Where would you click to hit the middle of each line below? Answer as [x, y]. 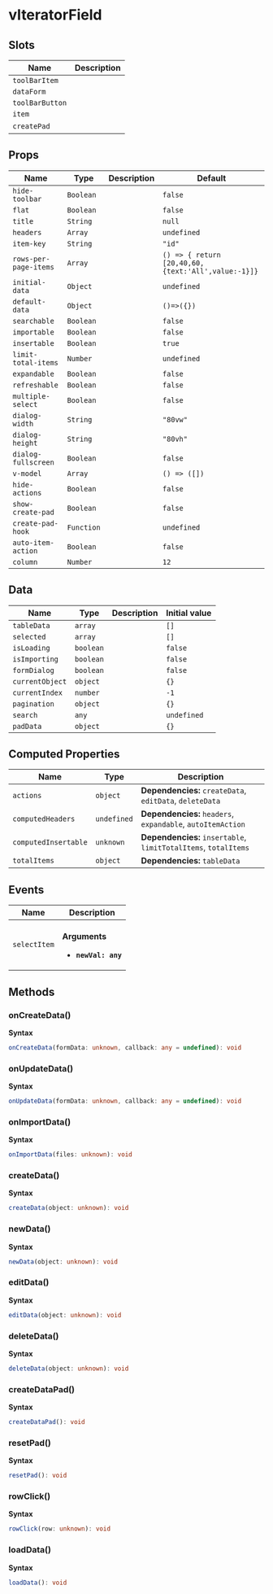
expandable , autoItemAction [193, 824]
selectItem [33, 945]
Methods [32, 991]
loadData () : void [38, 1583]
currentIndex [38, 692]
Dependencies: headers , [187, 814]
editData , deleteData [181, 801]
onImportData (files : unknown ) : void [70, 1155]
